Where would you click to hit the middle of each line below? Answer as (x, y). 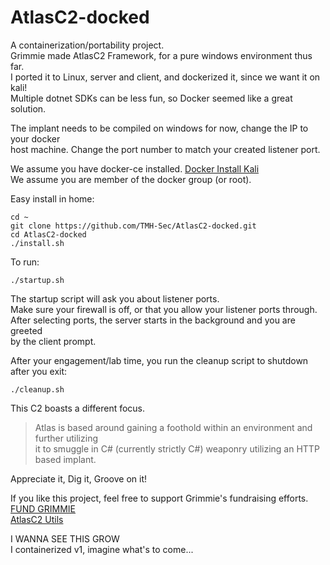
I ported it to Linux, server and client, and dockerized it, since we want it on (165, 77)
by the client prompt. (53, 341)
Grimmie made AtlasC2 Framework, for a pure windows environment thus (161, 55)
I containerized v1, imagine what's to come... (102, 549)
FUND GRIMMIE (43, 508)
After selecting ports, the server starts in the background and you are (153, 320)
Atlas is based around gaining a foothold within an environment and (173, 427)
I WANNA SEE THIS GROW (65, 538)
